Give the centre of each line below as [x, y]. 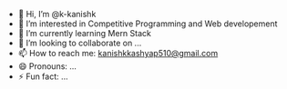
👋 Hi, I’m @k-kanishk [57, 14]
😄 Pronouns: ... [47, 66]
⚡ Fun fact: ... [43, 76]
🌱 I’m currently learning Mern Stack [85, 33]
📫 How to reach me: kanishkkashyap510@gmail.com [118, 53]
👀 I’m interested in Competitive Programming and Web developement [148, 24]
